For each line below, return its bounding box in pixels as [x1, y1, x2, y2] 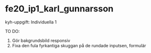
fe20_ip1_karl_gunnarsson [5, 3, 114, 14]
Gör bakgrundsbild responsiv [12, 37, 70, 43]
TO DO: [5, 28, 20, 34]
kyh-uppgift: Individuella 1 [5, 19, 57, 25]
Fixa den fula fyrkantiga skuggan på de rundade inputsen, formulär [12, 42, 147, 48]
